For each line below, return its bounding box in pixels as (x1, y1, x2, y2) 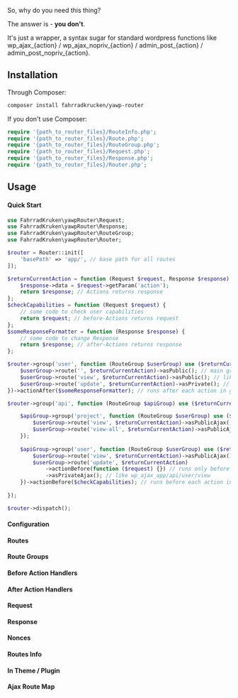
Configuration (7, 520, 50, 528)
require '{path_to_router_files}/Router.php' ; (7, 161, 147, 169)
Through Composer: (7, 88, 67, 97)
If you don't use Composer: (7, 114, 87, 123)
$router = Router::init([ (7, 249, 84, 256)
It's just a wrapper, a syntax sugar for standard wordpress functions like (7, 33, 217, 42)
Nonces (7, 633, 31, 642)
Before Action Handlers (7, 569, 78, 577)
